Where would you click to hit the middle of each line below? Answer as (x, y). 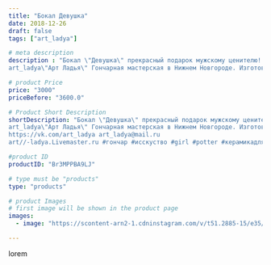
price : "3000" (32, 90)
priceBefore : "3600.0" (46, 98)
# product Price (35, 82)
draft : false (30, 31)
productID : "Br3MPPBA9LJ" (52, 164)
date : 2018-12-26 (38, 23)
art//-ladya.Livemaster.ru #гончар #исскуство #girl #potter (113, 142)
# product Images (38, 201)
